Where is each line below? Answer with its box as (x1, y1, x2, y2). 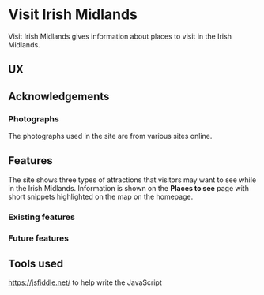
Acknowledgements (8, 89, 110, 103)
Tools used (8, 257, 64, 271)
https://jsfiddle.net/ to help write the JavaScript (8, 278, 162, 287)
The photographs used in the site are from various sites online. (8, 132, 213, 141)
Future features (8, 233, 70, 244)
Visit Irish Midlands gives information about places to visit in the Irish (8, 32, 232, 41)
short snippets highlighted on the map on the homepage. (8, 192, 194, 201)
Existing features (8, 211, 75, 222)
